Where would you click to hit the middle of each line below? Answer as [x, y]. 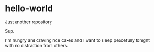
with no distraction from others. [36, 45]
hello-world [29, 8]
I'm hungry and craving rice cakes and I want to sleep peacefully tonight [77, 40]
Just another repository [29, 22]
